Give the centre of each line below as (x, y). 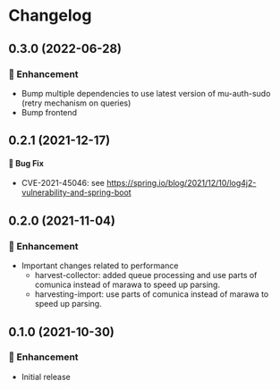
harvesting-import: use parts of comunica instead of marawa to (152, 294)
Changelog (50, 16)
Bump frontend (49, 112)
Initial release (46, 376)
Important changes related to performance (100, 266)
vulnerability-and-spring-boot (76, 192)
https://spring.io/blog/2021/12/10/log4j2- (181, 183)
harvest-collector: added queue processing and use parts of (146, 275)
